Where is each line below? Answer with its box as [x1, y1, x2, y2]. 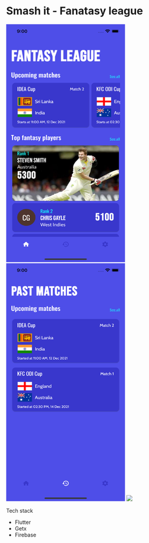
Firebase [14, 531, 37, 538]
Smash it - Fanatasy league [6, 4, 144, 18]
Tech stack [6, 507, 33, 514]
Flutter [14, 519, 31, 526]
